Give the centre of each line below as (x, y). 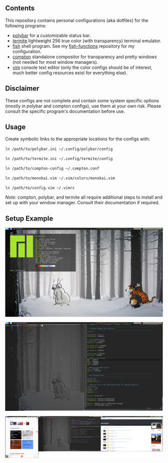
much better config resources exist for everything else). (70, 73)
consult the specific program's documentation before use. (65, 111)
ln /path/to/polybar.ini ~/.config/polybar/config (59, 149)
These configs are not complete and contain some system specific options (82, 100)
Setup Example (29, 218)
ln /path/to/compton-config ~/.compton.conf (52, 169)
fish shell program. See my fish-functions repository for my (73, 46)
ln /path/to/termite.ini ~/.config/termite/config (59, 159)
